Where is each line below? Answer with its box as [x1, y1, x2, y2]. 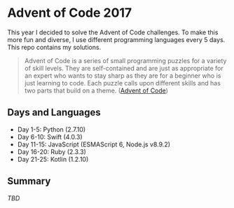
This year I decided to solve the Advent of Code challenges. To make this [7, 28, 219, 36]
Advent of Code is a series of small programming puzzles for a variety [24, 56, 227, 64]
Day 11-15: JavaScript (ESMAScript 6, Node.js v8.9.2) [17, 140, 170, 148]
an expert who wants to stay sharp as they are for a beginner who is [24, 71, 221, 80]
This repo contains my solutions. [7, 43, 102, 51]
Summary [7, 175, 51, 187]
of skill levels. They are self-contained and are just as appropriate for [24, 64, 224, 72]
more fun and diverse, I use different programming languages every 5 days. [7, 35, 226, 43]
